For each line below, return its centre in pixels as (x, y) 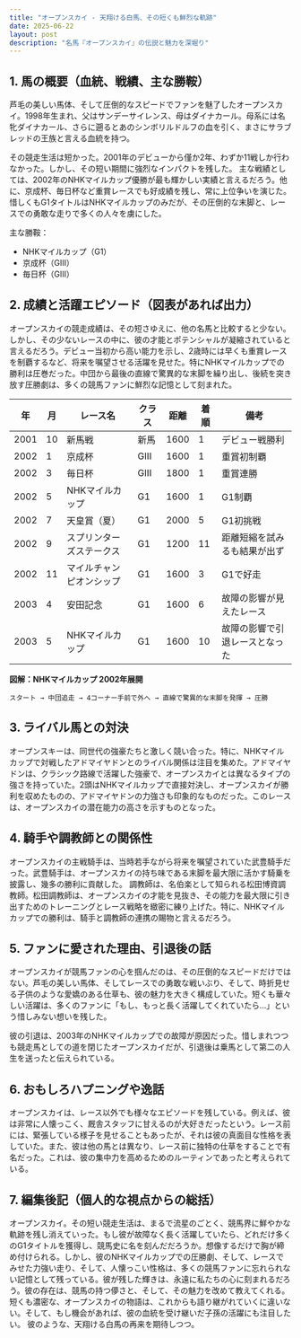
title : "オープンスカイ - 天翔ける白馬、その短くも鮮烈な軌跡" (113, 18)
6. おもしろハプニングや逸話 (87, 1089)
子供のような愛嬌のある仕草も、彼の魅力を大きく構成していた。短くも (146, 994)
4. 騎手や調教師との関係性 (81, 838)
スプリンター (94, 537)
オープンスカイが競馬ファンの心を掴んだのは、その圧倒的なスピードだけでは (150, 972)
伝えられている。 (87, 1058)
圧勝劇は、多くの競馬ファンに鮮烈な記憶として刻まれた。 (131, 384)
